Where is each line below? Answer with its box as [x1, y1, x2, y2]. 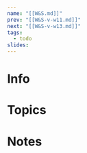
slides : [7, 42, 29, 48]
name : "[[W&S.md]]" [7, 10, 63, 17]
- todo [13, 36, 32, 42]
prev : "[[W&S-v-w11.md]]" [7, 16, 81, 23]
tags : [7, 29, 23, 36]
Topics [7, 102, 47, 118]
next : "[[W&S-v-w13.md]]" [7, 23, 81, 29]
